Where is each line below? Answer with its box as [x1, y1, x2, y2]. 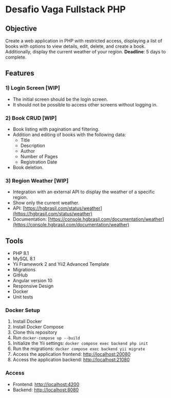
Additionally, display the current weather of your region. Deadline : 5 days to [5, 49, 166, 55]
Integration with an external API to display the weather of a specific [12, 189, 155, 195]
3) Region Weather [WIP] [5, 177, 69, 184]
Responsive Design [12, 283, 54, 289]
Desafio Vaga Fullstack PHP [5, 4, 126, 15]
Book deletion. [12, 164, 44, 170]
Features [5, 69, 34, 78]
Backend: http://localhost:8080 [12, 387, 79, 393]
